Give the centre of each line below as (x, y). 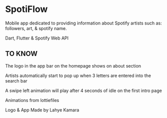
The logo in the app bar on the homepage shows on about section (73, 65)
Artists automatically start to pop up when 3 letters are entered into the (78, 75)
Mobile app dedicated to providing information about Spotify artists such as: (83, 23)
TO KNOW (21, 54)
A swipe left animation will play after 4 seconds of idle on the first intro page (84, 90)
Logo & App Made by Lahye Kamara (42, 110)
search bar (16, 80)
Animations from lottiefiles (32, 100)
